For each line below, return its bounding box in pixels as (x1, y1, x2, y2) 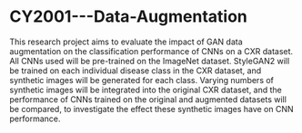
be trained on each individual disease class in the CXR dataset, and (9, 65, 262, 76)
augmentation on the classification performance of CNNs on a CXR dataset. (9, 45, 294, 56)
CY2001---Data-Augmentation (9, 6, 248, 27)
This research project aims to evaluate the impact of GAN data (9, 36, 243, 47)
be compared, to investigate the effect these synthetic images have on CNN (9, 103, 294, 114)
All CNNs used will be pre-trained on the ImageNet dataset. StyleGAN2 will (9, 55, 290, 66)
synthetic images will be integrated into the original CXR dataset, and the (9, 84, 282, 95)
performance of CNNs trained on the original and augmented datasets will (9, 93, 287, 105)
